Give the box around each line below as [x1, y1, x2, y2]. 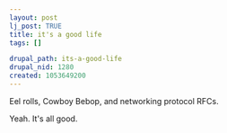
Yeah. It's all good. [9, 113, 78, 124]
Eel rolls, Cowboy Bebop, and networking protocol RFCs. [9, 95, 219, 106]
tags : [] [9, 38, 42, 48]
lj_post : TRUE [9, 22, 63, 31]
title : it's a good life [9, 30, 102, 39]
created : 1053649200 [9, 71, 87, 81]
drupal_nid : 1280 [9, 63, 74, 72]
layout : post [9, 13, 58, 22]
